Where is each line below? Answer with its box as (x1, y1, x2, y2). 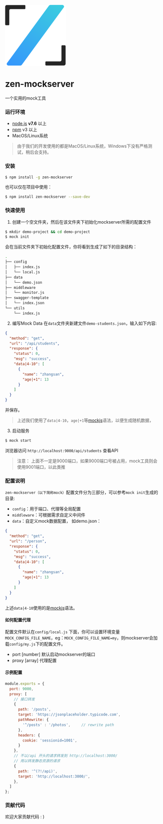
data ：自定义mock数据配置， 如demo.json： (12, 518, 101, 524)
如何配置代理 (5, 617, 31, 623)
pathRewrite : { (18, 718, 49, 722)
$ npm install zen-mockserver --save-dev (5, 194, 91, 200)
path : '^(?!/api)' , (18, 769, 57, 774)
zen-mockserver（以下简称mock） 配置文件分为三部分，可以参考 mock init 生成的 (5, 490, 158, 495)
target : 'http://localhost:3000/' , (18, 774, 91, 779)
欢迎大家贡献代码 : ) (5, 814, 45, 820)
